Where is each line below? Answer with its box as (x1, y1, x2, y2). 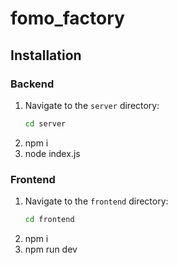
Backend (10, 77, 55, 91)
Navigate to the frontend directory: (24, 195, 169, 207)
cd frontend (24, 215, 75, 225)
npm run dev (24, 243, 78, 255)
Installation (10, 47, 82, 64)
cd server (24, 118, 67, 129)
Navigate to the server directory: (24, 99, 160, 111)
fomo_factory (10, 7, 125, 30)
